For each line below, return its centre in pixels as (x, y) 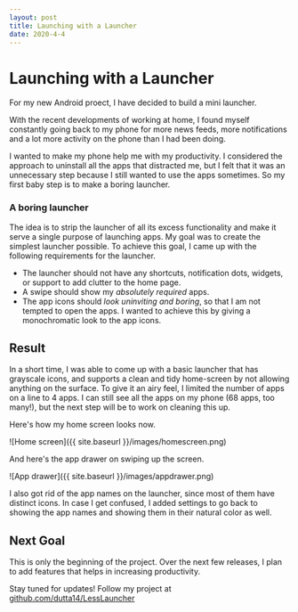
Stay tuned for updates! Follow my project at (90, 589)
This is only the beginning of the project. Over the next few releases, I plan (146, 562)
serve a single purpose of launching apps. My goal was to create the (135, 236)
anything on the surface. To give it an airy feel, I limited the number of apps (147, 388)
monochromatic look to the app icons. (92, 320)
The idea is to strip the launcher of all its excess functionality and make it (143, 227)
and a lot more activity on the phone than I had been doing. (118, 139)
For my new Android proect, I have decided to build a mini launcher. (133, 102)
